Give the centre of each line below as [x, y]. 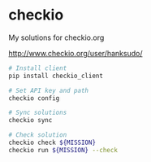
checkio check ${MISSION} [52, 143]
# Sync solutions [38, 113]
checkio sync [30, 120]
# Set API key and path [49, 90]
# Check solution [38, 135]
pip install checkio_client [56, 76]
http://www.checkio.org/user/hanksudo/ [75, 53]
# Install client [38, 68]
